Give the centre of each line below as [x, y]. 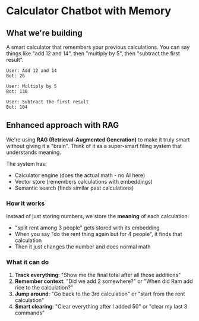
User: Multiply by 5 [32, 86]
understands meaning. [34, 152]
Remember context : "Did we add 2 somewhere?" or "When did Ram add [104, 281]
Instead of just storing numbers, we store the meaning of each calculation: [98, 216]
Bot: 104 [17, 107]
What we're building [44, 33]
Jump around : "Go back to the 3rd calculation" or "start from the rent [100, 294]
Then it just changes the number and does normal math [83, 247]
